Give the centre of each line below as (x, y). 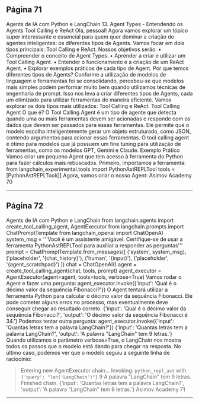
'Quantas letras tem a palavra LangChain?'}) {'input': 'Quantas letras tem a (97, 327)
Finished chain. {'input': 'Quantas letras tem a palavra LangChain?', (102, 383)
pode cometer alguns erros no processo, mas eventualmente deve (87, 302)
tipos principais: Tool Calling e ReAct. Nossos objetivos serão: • (84, 49)
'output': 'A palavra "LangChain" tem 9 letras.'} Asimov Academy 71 (103, 389)
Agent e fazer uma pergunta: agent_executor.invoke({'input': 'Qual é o (91, 283)
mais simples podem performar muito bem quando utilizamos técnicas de (96, 87)
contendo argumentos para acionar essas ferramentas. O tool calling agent (98, 137)
